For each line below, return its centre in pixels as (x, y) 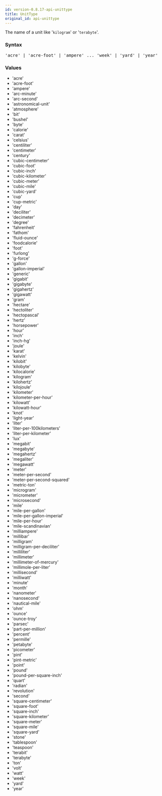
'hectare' (21, 304)
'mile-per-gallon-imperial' (38, 515)
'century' (21, 155)
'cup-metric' (24, 202)
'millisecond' (25, 572)
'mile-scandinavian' (32, 526)
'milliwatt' (22, 577)
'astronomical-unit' (31, 104)
